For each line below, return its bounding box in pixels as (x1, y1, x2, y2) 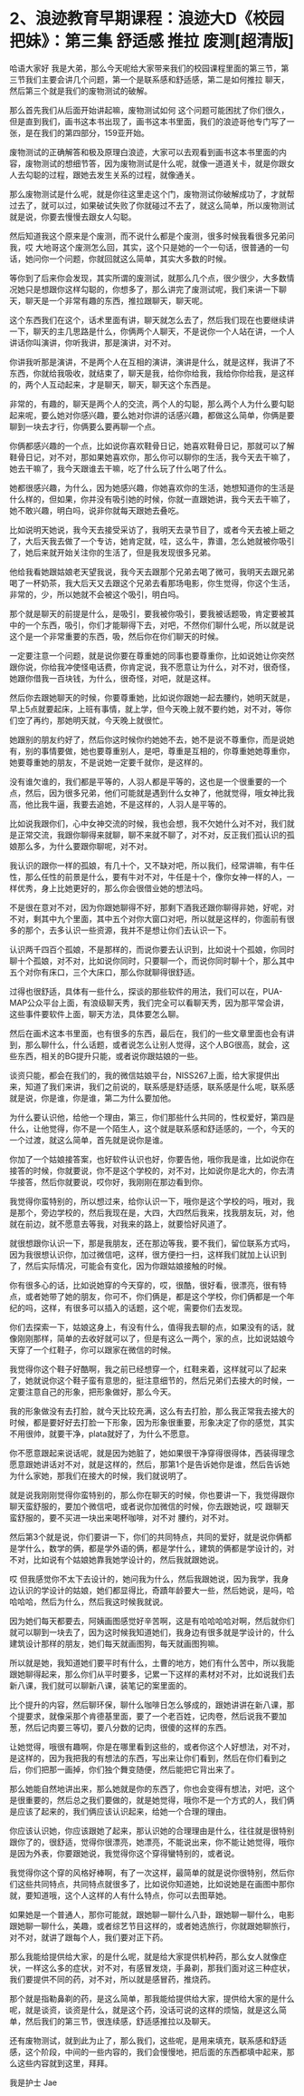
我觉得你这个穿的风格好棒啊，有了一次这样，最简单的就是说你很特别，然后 (9, 1866, 287, 1878)
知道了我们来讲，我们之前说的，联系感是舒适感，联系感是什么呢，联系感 (24, 1081, 295, 1092)
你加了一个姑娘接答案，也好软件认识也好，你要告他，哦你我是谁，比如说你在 (9, 1153, 295, 1164)
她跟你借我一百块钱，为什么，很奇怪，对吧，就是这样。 (9, 672, 215, 683)
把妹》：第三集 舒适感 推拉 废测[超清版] (9, 31, 295, 52)
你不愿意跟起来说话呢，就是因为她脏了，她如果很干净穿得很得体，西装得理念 (9, 1447, 295, 1458)
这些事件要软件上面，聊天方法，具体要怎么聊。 (9, 1008, 184, 1019)
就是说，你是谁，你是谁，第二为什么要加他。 (9, 1092, 176, 1103)
